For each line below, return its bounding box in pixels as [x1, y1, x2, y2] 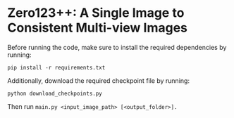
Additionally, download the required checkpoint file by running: [7, 76, 190, 85]
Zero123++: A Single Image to [7, 5, 185, 21]
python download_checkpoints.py [7, 90, 102, 97]
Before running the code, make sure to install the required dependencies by [7, 43, 227, 51]
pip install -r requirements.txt [7, 64, 106, 71]
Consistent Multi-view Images [7, 20, 188, 36]
